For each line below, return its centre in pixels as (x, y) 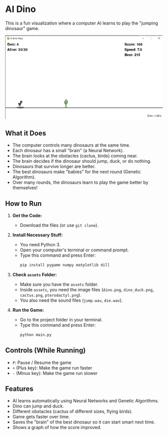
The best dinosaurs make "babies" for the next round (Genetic (76, 172)
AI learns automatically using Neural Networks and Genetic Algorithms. (85, 401)
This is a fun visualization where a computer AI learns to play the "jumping (82, 23)
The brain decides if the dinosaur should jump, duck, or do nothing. (82, 161)
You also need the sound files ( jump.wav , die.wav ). (71, 300)
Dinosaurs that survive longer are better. (54, 167)
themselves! (25, 188)
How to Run (23, 203)
